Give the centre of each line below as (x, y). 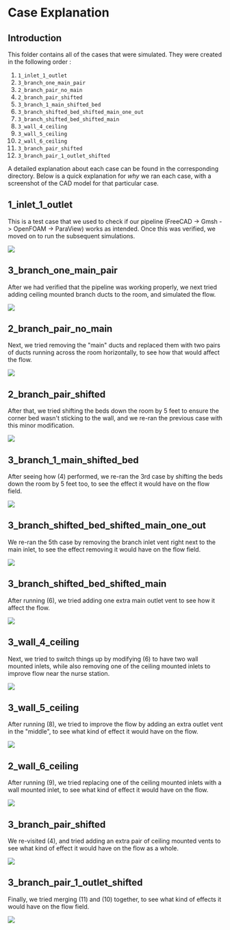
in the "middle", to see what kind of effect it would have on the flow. (103, 731)
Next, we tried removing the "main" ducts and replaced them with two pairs (114, 345)
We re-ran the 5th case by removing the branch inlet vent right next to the (112, 542)
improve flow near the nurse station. (59, 673)
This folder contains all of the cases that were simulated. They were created (115, 54)
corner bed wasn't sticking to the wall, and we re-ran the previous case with (115, 418)
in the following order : (39, 62)
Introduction (35, 38)
